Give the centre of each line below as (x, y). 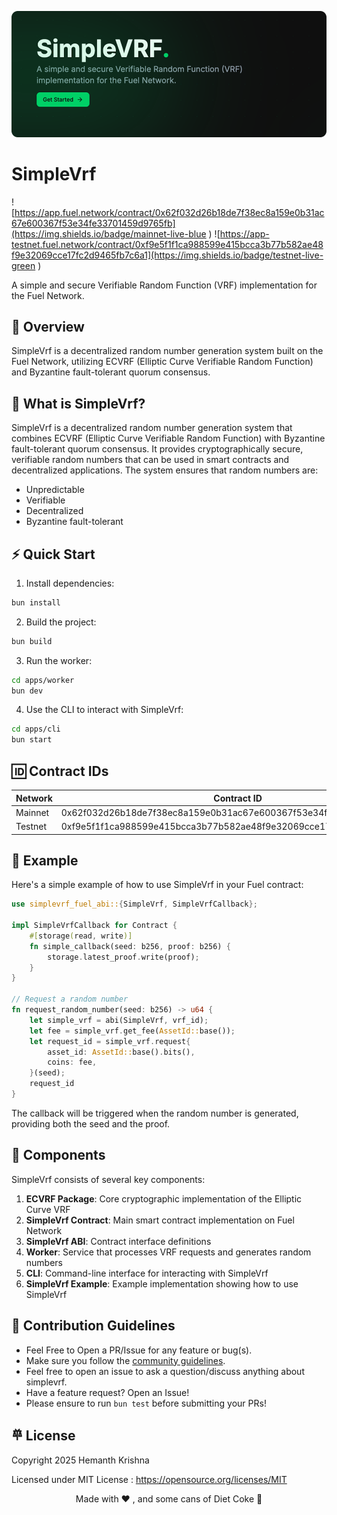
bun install (36, 602)
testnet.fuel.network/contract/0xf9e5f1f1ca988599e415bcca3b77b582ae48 (167, 244)
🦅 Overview (48, 326)
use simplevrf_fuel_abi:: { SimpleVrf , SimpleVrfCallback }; (134, 904)
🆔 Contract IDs (60, 771)
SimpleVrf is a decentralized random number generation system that (152, 428)
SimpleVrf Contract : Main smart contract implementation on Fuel (160, 1220)
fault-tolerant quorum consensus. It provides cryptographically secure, (157, 449)
